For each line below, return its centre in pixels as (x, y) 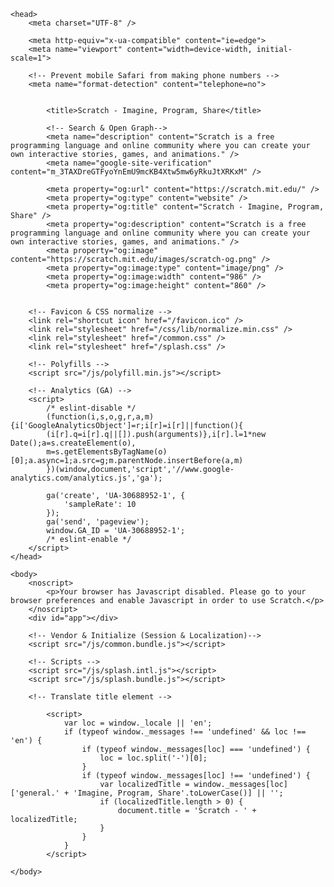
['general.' (35, 793)
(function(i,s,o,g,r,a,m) (100, 417)
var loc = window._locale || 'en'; (138, 723)
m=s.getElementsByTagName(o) (107, 452)
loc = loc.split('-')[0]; (153, 758)
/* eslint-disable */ (91, 408)
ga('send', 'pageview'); (98, 522)
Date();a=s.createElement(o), (73, 443)
